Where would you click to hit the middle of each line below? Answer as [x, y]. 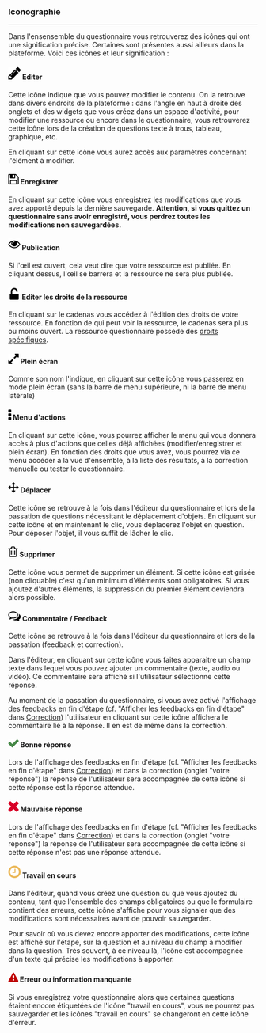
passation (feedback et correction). [66, 644]
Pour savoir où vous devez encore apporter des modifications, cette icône [129, 933]
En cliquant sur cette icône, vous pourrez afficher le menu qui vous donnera [132, 435]
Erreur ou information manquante [76, 979]
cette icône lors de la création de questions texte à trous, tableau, [115, 128]
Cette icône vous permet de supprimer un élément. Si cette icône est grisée [132, 572]
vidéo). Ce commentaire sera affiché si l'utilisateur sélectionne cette [120, 677]
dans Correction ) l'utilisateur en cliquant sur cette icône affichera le [118, 717]
